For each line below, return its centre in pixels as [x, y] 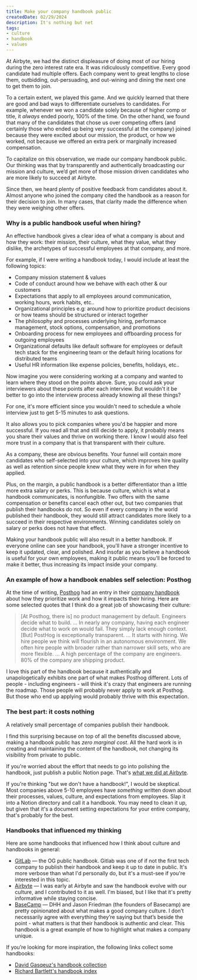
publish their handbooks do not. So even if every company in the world [92, 509]
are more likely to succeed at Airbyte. [51, 178]
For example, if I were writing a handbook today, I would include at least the [98, 260]
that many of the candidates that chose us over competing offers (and [91, 122]
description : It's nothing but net [50, 22]
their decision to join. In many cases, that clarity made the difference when [96, 201]
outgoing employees [39, 340]
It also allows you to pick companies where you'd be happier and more [92, 424]
